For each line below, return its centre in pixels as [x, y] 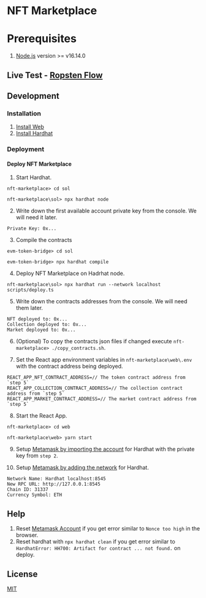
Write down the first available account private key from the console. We [106, 211]
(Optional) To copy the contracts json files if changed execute [94, 341]
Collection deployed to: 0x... [47, 325]
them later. [29, 308]
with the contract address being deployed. [69, 367]
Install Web [30, 127]
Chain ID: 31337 [28, 490]
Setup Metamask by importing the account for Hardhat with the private [105, 449]
